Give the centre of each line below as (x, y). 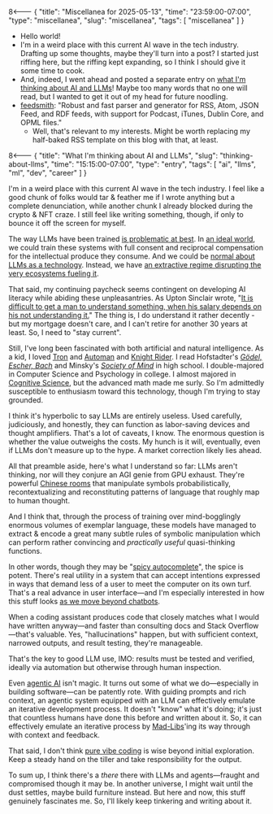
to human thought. (39, 501)
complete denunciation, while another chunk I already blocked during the (131, 206)
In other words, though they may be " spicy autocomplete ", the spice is (126, 567)
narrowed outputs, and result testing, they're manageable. (106, 643)
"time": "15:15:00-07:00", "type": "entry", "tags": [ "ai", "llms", (153, 164)
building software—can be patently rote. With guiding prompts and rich (127, 692)
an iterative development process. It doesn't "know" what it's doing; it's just (135, 709)
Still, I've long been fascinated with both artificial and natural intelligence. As (136, 348)
